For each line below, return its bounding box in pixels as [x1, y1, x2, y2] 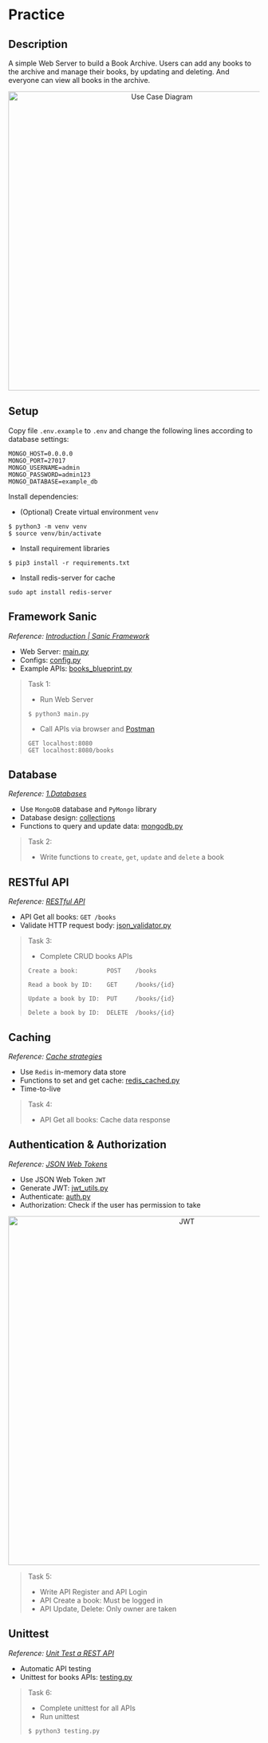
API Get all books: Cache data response [39, 1115, 171, 1125]
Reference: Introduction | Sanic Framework [8, 631, 150, 641]
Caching [8, 1031, 52, 1044]
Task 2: [27, 837, 53, 846]
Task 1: [27, 679, 51, 688]
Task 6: [27, 1687, 53, 1697]
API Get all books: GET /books [19, 912, 116, 922]
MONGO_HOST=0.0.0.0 [8, 449, 73, 458]
